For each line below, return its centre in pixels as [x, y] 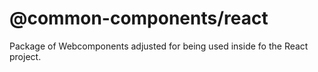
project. [25, 56]
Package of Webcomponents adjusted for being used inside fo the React [159, 46]
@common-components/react [139, 18]
